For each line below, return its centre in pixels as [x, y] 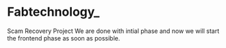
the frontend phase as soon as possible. [64, 38]
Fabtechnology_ [53, 12]
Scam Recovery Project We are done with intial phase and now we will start [113, 31]
